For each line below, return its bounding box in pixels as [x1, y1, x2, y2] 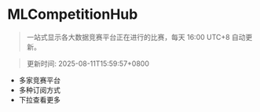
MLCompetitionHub [7, 5, 138, 23]
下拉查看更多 [18, 95, 60, 104]
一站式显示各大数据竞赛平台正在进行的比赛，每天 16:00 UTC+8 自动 [26, 32, 246, 42]
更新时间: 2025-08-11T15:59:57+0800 [26, 59, 150, 68]
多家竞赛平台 [18, 75, 60, 85]
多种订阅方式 [18, 85, 60, 95]
